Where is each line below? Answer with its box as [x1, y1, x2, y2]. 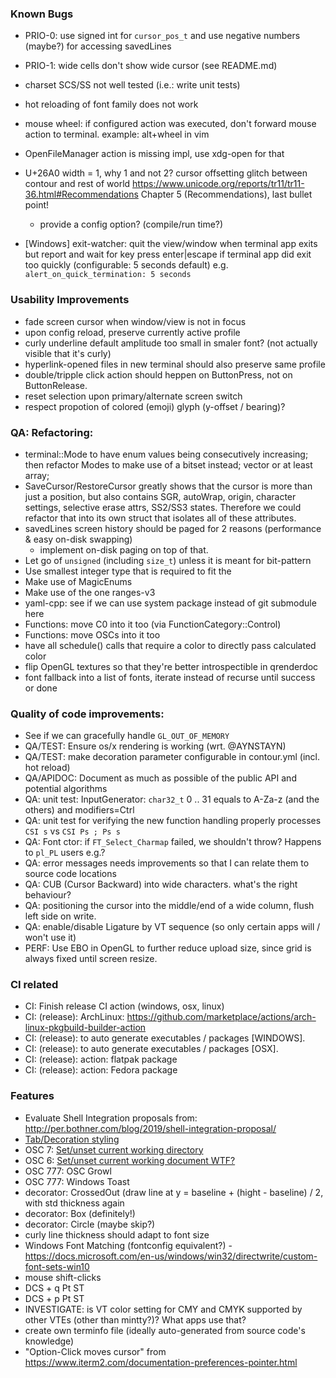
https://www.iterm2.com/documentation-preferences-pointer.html [24, 1356, 298, 1368]
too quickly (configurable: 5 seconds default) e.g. [24, 259, 229, 271]
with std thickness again [24, 1197, 125, 1209]
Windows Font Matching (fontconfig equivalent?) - [24, 1239, 233, 1251]
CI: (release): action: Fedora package [24, 1064, 178, 1076]
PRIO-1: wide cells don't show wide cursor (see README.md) [24, 60, 278, 72]
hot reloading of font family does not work [24, 98, 199, 111]
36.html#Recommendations [24, 188, 139, 201]
